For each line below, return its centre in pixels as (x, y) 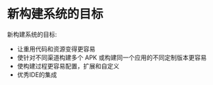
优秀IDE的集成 (37, 74)
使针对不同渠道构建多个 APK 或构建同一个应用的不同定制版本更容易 (112, 57)
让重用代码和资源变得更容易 (56, 49)
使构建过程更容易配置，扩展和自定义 (68, 66)
